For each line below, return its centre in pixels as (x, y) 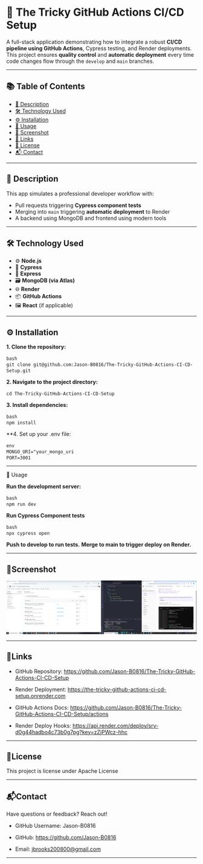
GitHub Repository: (39, 671)
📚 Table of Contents (46, 87)
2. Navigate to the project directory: (52, 382)
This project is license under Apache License (62, 771)
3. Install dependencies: (37, 405)
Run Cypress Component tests (46, 516)
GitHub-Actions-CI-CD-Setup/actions (62, 714)
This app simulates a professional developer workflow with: (80, 193)
